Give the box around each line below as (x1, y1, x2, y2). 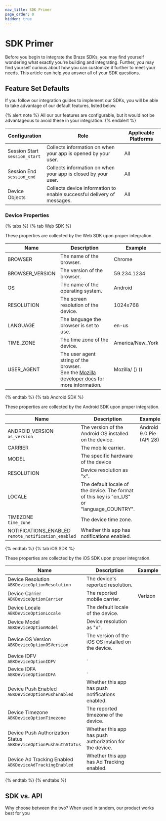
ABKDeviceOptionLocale (7, 611, 61, 616)
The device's (86, 575, 117, 582)
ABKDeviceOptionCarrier (7, 596, 64, 602)
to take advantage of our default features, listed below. (5, 103, 117, 109)
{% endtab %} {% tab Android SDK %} (5, 394, 84, 400)
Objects (7, 194, 26, 201)
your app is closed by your (46, 170, 108, 177)
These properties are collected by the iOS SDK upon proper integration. (5, 555, 151, 561)
